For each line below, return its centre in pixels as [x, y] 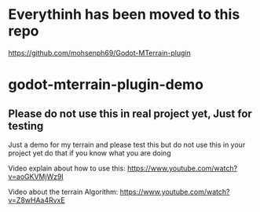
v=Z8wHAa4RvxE [37, 200]
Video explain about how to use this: [67, 168]
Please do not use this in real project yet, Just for [130, 113]
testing [26, 126]
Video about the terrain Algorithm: [63, 192]
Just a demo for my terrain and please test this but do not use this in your [127, 144]
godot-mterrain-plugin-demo [106, 85]
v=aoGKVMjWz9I [36, 176]
